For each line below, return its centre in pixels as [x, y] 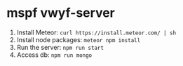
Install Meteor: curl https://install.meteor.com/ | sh [96, 32]
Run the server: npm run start [60, 47]
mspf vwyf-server [61, 13]
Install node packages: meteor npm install [79, 39]
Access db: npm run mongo [54, 55]
